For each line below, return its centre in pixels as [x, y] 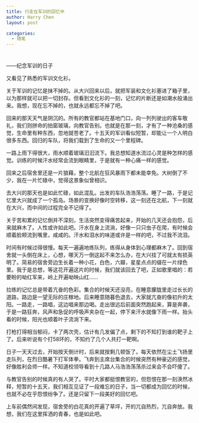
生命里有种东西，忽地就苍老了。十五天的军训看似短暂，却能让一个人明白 [105, 133]
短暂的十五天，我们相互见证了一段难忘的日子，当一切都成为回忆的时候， [105, 387]
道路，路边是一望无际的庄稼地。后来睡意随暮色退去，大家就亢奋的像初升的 [97, 297]
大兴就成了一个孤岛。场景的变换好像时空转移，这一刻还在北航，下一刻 [102, 200]
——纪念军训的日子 [30, 66]
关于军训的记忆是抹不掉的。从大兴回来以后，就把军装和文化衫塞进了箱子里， [99, 91]
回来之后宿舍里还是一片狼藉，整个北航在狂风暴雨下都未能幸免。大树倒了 [94, 173]
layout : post [22, 22]
